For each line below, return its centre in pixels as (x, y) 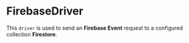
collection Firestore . (32, 34)
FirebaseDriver (45, 11)
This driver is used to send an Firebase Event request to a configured (94, 28)
